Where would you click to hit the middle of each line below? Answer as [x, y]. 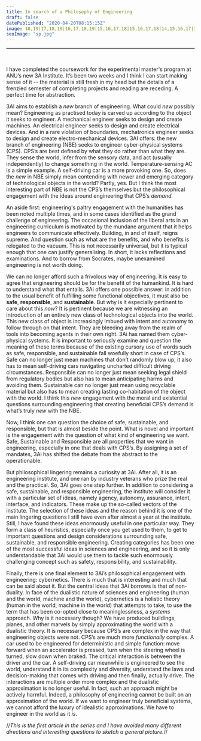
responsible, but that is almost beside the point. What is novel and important [100, 429]
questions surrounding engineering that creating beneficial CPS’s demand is [100, 404]
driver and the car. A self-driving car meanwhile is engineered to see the [95, 663]
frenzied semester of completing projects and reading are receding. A [92, 88]
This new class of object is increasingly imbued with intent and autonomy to [100, 322]
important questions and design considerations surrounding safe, [87, 536]
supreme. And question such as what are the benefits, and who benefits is [98, 239]
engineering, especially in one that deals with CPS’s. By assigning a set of [97, 448]
